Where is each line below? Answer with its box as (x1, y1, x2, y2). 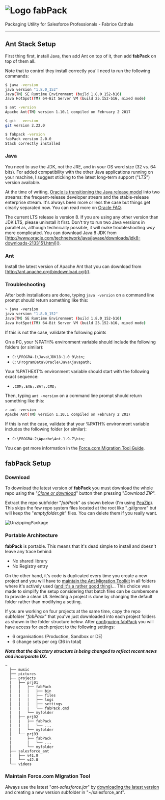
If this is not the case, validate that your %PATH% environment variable (5, 421, 150, 427)
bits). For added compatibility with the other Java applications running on (5, 169, 153, 175)
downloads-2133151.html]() (5, 240, 60, 246)
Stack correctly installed (5, 141, 60, 146)
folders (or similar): (5, 344, 44, 350)
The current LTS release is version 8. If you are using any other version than (5, 214, 159, 220)
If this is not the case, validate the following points (5, 329, 107, 335)
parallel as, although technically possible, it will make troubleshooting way (5, 224, 155, 230)
